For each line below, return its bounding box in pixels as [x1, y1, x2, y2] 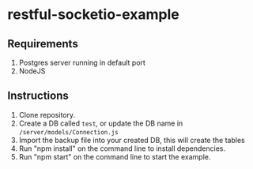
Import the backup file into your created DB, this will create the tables [18, 135, 246, 145]
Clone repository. [18, 110, 76, 119]
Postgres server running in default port [18, 58, 145, 67]
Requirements [7, 37, 78, 51]
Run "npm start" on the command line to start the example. [18, 152, 211, 161]
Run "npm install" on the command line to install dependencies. [18, 144, 226, 153]
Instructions [7, 89, 69, 103]
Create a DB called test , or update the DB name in [18, 118, 183, 128]
